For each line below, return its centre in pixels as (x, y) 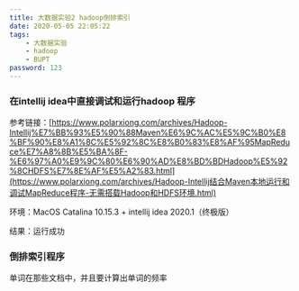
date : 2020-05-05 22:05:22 (60, 26)
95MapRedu (267, 142)
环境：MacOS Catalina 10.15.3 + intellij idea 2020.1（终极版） (122, 212)
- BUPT (38, 59)
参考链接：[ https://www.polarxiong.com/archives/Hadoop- (118, 123)
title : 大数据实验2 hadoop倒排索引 (70, 18)
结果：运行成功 (37, 232)
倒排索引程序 (37, 257)
